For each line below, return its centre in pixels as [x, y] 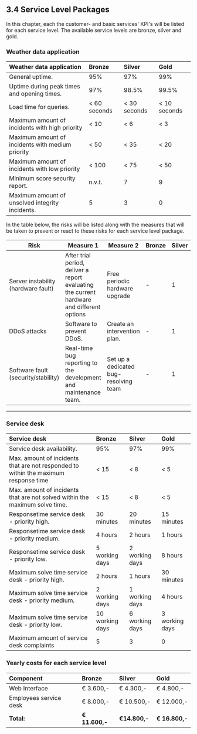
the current [80, 292]
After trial [78, 256]
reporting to [81, 363]
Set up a [118, 359]
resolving [120, 381]
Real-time [79, 348]
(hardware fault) [31, 289]
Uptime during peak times [45, 87]
